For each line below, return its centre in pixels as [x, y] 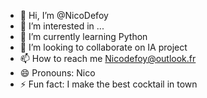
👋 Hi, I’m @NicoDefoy [64, 15]
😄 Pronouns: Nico [57, 73]
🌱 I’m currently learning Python [83, 36]
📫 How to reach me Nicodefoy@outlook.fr [108, 58]
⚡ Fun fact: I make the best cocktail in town [108, 84]
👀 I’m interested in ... [62, 26]
